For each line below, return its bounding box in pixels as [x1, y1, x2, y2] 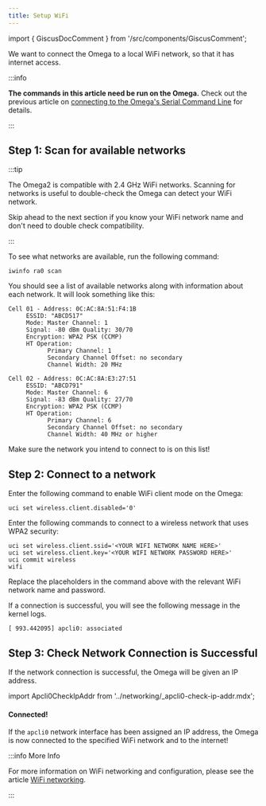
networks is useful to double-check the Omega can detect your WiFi [8, 189, 233, 198]
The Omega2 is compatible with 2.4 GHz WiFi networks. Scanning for [8, 180, 236, 190]
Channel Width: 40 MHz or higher [47, 431, 158, 439]
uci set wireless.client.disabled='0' [8, 504, 137, 512]
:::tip [8, 165, 23, 174]
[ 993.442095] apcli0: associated [8, 624, 123, 633]
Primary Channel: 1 [47, 347, 112, 355]
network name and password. [8, 585, 106, 595]
